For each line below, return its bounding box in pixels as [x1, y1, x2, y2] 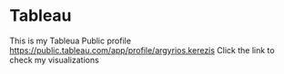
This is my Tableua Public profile [9, 35, 132, 46]
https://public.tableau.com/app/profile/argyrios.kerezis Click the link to [9, 44, 275, 55]
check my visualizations [9, 54, 100, 65]
